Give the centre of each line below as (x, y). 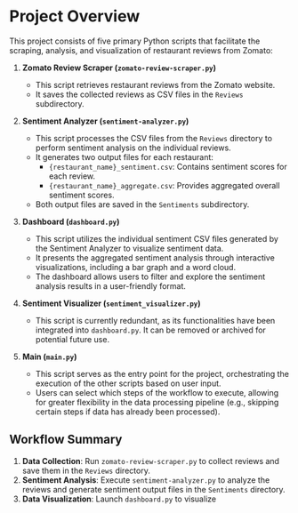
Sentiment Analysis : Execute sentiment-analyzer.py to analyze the (146, 480)
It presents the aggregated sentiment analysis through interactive (155, 257)
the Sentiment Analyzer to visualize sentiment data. (129, 248)
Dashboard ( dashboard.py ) (71, 221)
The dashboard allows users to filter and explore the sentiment (150, 277)
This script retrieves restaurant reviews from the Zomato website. (155, 84)
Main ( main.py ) (49, 357)
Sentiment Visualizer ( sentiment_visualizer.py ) (112, 303)
